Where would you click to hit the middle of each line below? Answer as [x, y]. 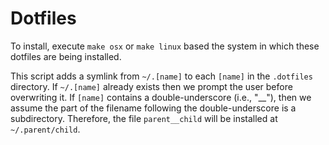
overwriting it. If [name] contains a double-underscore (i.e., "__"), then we [161, 97]
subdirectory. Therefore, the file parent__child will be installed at [144, 118]
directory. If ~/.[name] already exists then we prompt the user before [151, 86]
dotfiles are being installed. [66, 56]
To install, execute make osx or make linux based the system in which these [165, 46]
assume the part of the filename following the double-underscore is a [153, 108]
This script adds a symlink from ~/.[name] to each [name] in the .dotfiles [161, 76]
